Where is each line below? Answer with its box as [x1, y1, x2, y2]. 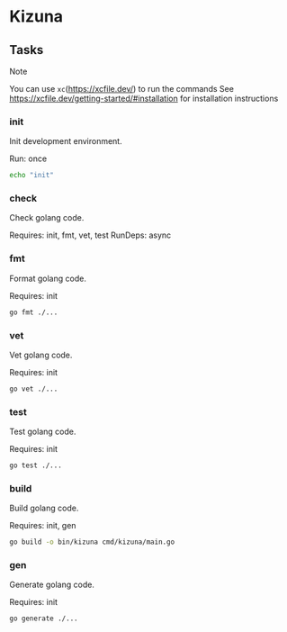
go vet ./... [9, 384, 58, 393]
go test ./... [9, 461, 63, 470]
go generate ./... [9, 614, 78, 623]
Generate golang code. [9, 579, 94, 591]
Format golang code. [9, 273, 87, 284]
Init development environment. [9, 136, 123, 147]
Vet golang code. [9, 349, 73, 360]
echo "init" [9, 171, 54, 180]
